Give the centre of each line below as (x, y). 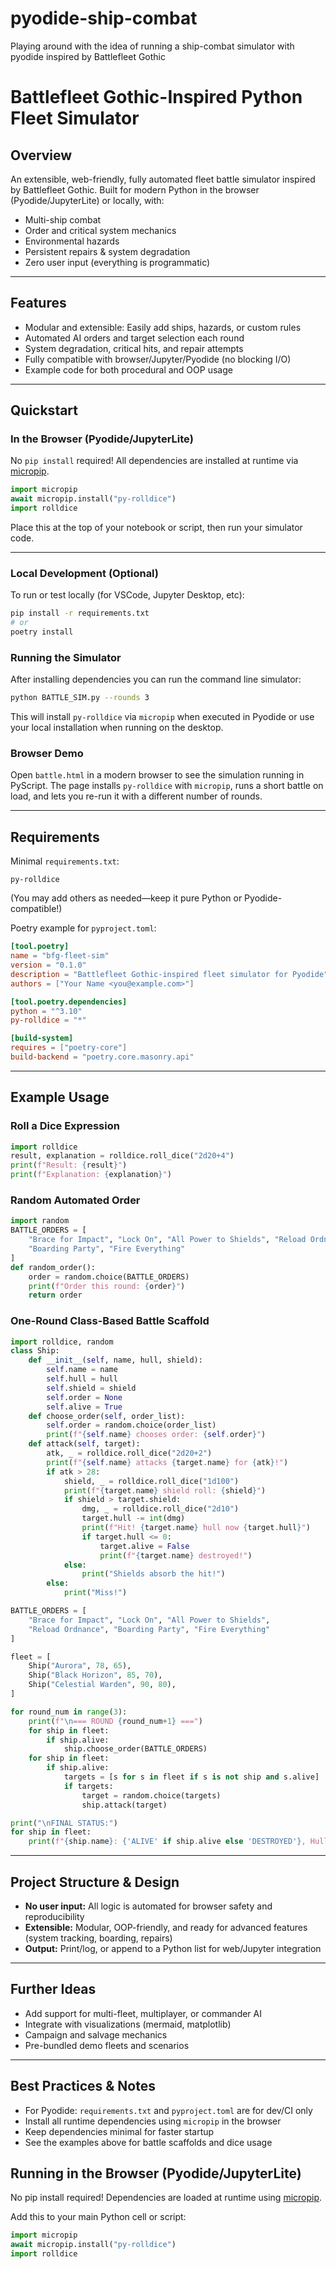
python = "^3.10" (46, 1011)
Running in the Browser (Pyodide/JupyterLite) (156, 2173)
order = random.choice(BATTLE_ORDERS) (109, 1277)
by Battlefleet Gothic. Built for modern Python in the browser (135, 189)
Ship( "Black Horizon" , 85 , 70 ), (95, 1675)
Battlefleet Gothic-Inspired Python (156, 97)
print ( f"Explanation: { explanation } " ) (91, 1175)
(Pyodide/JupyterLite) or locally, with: (87, 200)
